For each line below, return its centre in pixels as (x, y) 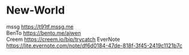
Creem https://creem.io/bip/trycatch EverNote (63, 39)
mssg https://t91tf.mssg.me (40, 27)
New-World (35, 10)
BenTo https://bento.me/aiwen (43, 33)
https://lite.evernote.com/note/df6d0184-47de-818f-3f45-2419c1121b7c (94, 46)
